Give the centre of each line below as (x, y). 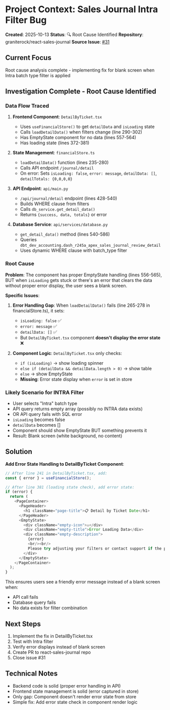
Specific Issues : (22, 295)
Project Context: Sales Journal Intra (82, 9)
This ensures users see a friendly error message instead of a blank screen (83, 582)
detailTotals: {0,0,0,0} (46, 179)
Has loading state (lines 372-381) (55, 143)
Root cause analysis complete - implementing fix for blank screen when (80, 70)
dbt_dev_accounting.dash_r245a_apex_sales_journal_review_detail (90, 246)
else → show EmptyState (46, 374)
